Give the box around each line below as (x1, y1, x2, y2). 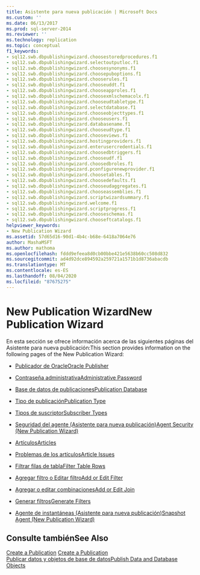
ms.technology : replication (6, 37, 77, 43)
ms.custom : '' (6, 15, 42, 21)
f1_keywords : (6, 48, 39, 54)
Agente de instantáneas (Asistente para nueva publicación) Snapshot (14, 509, 186, 516)
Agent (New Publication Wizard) (14, 515, 95, 523)
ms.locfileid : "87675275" (6, 279, 71, 285)
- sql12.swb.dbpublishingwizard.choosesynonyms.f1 (6, 65, 136, 71)
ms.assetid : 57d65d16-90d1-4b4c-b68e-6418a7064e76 (6, 233, 136, 239)
